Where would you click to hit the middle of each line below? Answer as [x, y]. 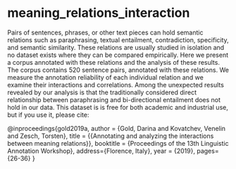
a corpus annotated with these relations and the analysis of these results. [114, 62]
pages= [208, 151]
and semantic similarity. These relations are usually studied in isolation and [116, 47]
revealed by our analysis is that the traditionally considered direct [102, 92]
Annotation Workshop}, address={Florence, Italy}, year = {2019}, [101, 151]
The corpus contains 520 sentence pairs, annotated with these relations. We [118, 70]
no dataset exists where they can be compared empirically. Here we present [118, 55]
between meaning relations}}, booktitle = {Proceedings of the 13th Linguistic [118, 143]
